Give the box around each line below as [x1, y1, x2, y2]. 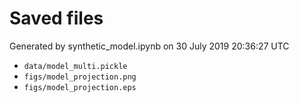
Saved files [9, 7, 104, 30]
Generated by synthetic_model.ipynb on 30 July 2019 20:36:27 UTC [9, 40, 290, 52]
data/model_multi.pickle [23, 61, 128, 71]
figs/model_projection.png [23, 72, 137, 82]
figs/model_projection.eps [23, 82, 137, 92]
